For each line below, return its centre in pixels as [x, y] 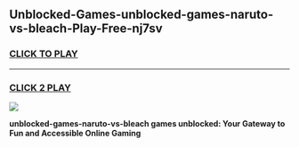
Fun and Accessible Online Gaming [75, 133]
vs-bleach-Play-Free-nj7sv [86, 29]
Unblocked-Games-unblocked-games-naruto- [141, 15]
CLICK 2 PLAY [40, 87]
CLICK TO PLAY [44, 54]
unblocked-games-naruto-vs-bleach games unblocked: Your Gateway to [147, 123]
